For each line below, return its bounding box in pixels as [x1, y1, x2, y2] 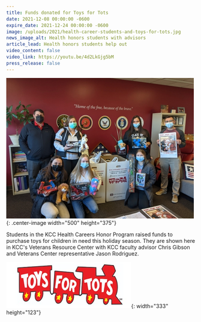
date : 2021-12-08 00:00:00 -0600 [6, 16, 90, 22]
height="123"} [6, 309, 41, 316]
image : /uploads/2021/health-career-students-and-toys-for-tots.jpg [6, 29, 181, 35]
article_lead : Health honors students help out [6, 41, 128, 47]
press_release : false [6, 60, 61, 66]
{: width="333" [131, 302, 169, 309]
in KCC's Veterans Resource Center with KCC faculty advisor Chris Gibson [6, 243, 190, 251]
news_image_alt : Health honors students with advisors [6, 35, 146, 41]
